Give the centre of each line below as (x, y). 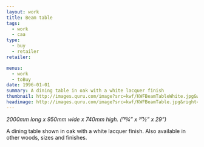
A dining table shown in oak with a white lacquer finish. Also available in (96, 131)
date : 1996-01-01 (28, 85)
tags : (13, 23)
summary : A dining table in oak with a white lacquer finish (85, 91)
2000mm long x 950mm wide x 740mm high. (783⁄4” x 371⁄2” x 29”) (87, 119)
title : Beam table (29, 18)
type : (13, 40)
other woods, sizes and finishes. (47, 137)
